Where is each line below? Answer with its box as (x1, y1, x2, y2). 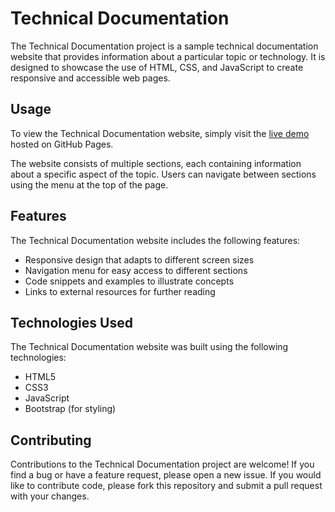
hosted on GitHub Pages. (10, 138, 114, 150)
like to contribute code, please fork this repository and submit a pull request (10, 480, 323, 492)
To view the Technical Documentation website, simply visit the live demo (10, 127, 310, 139)
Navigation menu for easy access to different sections (24, 264, 248, 276)
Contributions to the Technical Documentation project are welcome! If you (10, 458, 315, 471)
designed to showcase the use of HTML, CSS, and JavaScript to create (10, 61, 304, 73)
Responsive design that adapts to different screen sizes (24, 253, 255, 266)
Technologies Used (10, 314, 133, 331)
